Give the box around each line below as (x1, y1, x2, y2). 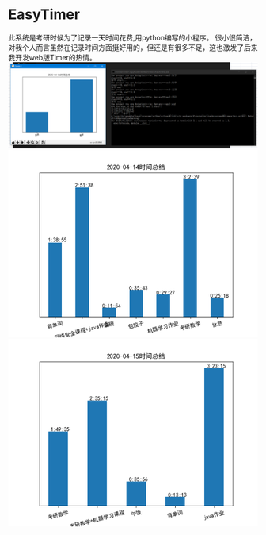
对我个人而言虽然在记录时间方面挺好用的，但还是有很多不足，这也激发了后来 (8, 42, 258, 52)
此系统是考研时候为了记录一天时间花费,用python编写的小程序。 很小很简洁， (8, 33, 257, 42)
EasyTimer (8, 6, 81, 24)
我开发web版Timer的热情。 (8, 52, 97, 62)
